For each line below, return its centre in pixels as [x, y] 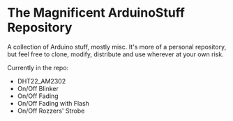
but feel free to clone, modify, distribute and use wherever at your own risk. [116, 54]
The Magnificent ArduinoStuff [96, 13]
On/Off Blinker [38, 88]
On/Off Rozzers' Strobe [51, 111]
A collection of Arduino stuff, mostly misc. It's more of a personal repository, [117, 47]
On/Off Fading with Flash [53, 103]
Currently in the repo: [38, 67]
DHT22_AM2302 [42, 81]
